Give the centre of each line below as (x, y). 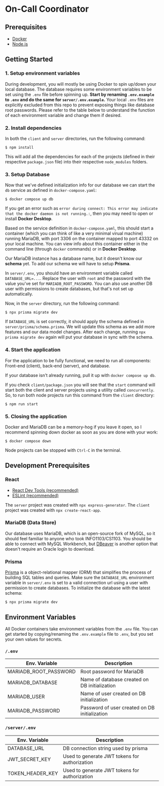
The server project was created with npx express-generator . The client (77, 505)
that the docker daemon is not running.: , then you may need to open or (79, 213)
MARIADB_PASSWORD (34, 711)
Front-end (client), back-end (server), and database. (58, 366)
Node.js (20, 44)
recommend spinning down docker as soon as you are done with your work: (82, 432)
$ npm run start (21, 404)
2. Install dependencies (33, 128)
